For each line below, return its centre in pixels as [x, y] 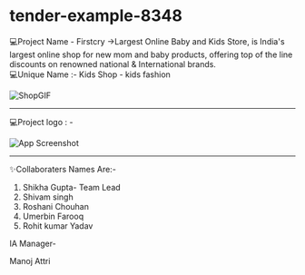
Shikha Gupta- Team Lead [71, 187]
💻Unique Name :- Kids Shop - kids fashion [90, 74]
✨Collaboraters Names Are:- [63, 169]
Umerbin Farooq [53, 216]
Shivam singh [48, 197]
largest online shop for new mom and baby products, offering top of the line [151, 54]
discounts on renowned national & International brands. [113, 64]
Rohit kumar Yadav [58, 226]
